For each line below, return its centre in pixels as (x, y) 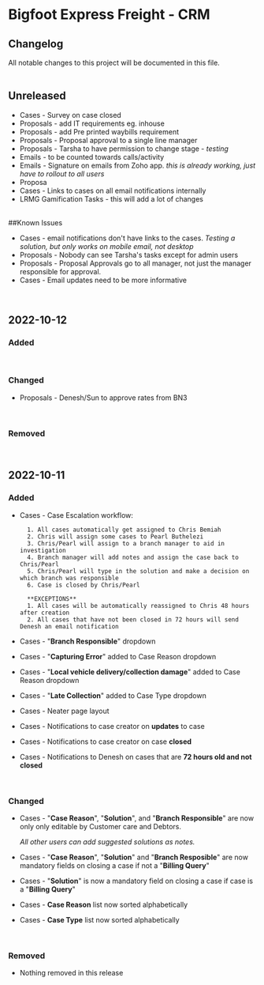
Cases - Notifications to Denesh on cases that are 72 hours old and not (136, 757)
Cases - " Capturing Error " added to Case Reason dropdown (118, 656)
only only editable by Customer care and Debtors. (100, 827)
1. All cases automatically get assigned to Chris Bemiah (124, 530)
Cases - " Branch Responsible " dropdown (87, 641)
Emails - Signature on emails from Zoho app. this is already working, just (138, 165)
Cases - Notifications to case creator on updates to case (112, 726)
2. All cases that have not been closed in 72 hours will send (133, 619)
